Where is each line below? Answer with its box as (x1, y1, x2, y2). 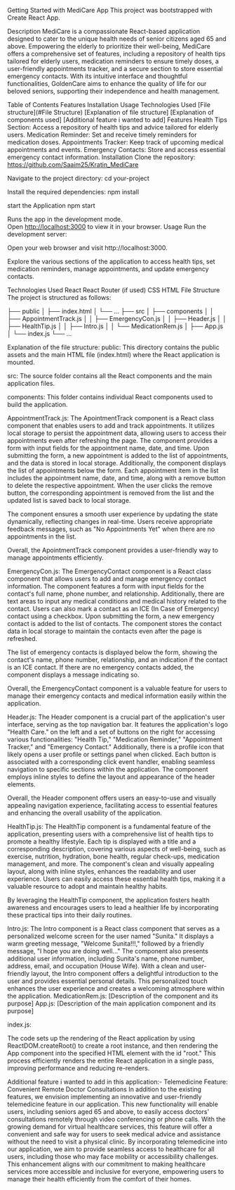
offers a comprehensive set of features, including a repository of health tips (7, 49, 226, 58)
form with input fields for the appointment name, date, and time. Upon (7, 444, 209, 452)
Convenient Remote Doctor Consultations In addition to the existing (7, 1085, 202, 1094)
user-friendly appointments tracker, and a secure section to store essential (7, 65, 223, 73)
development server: (7, 230, 67, 238)
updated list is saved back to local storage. (7, 496, 131, 504)
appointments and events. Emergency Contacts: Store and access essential (7, 146, 226, 154)
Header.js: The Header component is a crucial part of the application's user (7, 713, 225, 721)
